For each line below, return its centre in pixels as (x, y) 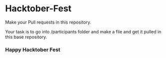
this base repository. (26, 37)
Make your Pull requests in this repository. (48, 22)
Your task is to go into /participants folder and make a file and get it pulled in (83, 31)
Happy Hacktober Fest (33, 50)
